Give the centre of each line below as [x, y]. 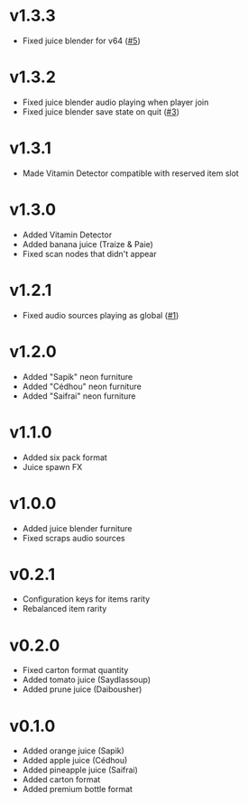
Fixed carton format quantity [75, 670]
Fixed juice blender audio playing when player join [115, 102]
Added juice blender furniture [77, 528]
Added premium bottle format [78, 789]
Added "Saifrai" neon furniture [79, 396]
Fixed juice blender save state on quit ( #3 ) [101, 111]
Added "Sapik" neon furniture [78, 376]
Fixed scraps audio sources [73, 538]
